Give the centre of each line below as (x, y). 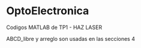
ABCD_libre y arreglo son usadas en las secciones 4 (70, 39)
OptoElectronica (48, 11)
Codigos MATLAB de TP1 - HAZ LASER (54, 27)
